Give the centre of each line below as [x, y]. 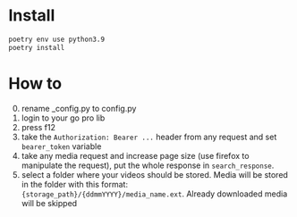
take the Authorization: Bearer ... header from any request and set [149, 137]
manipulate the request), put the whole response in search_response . [148, 165]
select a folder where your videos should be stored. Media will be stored [154, 174]
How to [35, 83]
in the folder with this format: [75, 184]
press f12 [38, 127]
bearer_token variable [61, 146]
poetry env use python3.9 [56, 39]
